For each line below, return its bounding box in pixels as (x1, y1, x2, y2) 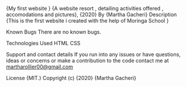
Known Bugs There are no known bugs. (6, 28, 101, 35)
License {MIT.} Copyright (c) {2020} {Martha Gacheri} (6, 75, 136, 81)
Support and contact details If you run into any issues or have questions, (6, 51, 181, 57)
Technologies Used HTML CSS (6, 40, 81, 46)
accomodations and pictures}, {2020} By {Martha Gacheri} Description (6, 11, 177, 18)
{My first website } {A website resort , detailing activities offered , (6, 5, 164, 12)
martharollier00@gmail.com (6, 63, 73, 70)
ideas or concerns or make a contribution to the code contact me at (6, 57, 169, 64)
